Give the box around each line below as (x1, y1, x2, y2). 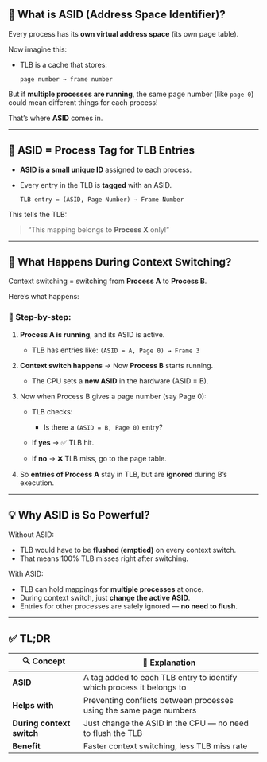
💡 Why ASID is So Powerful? (8, 508, 150, 522)
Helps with (12, 700, 54, 711)
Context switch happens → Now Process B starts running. (19, 360, 214, 370)
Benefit (12, 741, 41, 752)
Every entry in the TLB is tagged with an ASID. (19, 180, 172, 189)
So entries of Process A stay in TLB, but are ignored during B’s (19, 469, 228, 479)
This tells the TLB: (8, 209, 68, 219)
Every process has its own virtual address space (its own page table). (8, 29, 239, 38)
